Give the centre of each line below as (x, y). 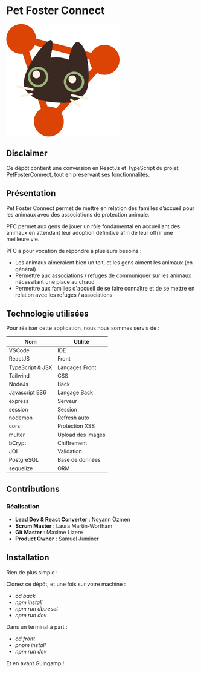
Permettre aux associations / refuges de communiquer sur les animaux (103, 275)
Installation (28, 558)
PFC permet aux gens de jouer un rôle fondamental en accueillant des (93, 226)
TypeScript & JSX (30, 367)
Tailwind (19, 375)
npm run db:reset (37, 608)
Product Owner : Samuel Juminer (57, 539)
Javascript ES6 (27, 392)
